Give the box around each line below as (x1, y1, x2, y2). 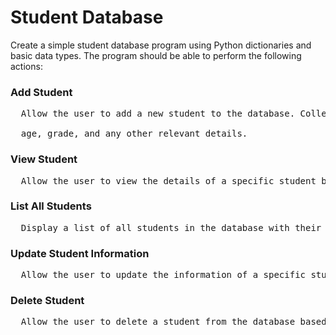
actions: (10, 60, 43, 72)
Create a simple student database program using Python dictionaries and (10, 39, 312, 51)
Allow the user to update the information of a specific (20, 269, 307, 281)
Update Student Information (10, 246, 150, 260)
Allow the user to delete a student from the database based (20, 316, 327, 328)
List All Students (10, 199, 92, 213)
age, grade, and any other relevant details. (20, 128, 248, 140)
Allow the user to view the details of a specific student (20, 175, 317, 186)
